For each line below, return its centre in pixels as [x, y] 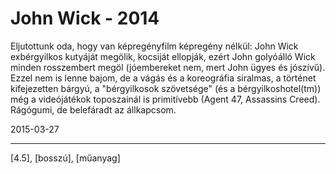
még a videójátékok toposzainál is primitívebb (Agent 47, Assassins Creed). [165, 99]
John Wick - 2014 [85, 18]
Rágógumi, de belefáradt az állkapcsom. [93, 109]
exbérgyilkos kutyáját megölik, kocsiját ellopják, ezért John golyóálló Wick [163, 56]
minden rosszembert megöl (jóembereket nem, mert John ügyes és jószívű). [168, 67]
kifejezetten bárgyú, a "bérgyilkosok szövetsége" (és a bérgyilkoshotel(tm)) [166, 88]
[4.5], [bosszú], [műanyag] [65, 158]
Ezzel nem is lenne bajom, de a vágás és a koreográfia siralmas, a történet [163, 78]
